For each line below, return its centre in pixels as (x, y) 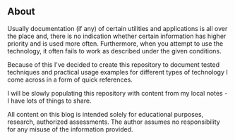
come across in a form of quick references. (70, 79)
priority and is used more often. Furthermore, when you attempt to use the (115, 43)
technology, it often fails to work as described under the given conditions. (114, 51)
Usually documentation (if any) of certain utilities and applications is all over (117, 28)
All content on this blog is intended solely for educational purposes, (106, 114)
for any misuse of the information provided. (70, 129)
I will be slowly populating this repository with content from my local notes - (117, 93)
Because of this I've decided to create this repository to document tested (114, 64)
